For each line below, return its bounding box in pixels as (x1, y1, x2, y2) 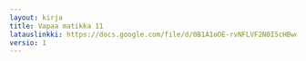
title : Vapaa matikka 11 (9, 22, 104, 30)
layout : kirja (9, 13, 64, 22)
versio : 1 (9, 38, 47, 48)
